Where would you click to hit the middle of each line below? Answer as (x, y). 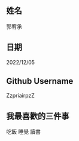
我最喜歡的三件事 (38, 116)
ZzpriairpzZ (20, 96)
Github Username (40, 81)
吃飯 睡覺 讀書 (23, 132)
